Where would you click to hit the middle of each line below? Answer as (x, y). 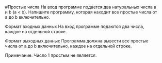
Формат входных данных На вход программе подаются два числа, (75, 26)
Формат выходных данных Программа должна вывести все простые (77, 41)
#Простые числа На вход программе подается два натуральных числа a (81, 7)
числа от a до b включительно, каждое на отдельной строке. (68, 46)
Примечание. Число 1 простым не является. (51, 55)
